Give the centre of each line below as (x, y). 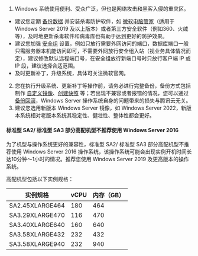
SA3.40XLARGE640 (37, 225)
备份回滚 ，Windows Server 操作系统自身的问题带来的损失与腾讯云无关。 (103, 100)
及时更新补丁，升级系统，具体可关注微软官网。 (72, 73)
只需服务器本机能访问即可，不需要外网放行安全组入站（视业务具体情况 (100, 51)
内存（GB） (109, 196)
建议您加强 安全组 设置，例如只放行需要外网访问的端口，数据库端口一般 (102, 44)
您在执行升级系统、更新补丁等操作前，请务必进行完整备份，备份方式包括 (103, 86)
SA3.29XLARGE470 (37, 215)
